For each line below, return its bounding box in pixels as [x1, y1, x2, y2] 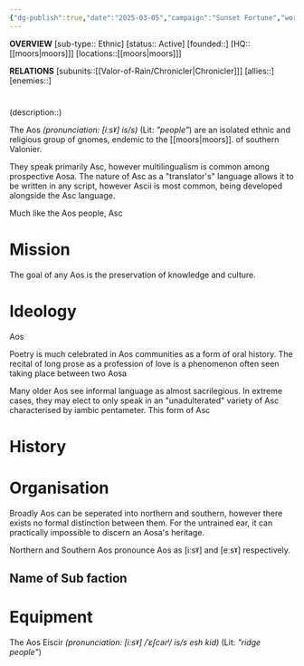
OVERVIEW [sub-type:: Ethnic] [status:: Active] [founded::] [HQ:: [9, 38, 251, 49]
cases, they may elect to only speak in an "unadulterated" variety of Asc [9, 395, 280, 406]
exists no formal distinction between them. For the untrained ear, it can [9, 517, 273, 528]
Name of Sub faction [9, 571, 128, 586]
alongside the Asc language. [9, 189, 116, 200]
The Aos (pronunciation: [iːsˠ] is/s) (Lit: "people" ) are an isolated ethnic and [9, 124, 291, 135]
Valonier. [9, 143, 43, 154]
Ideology [9, 301, 77, 322]
